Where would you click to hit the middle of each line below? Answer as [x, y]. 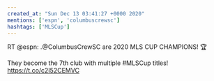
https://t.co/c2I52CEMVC [44, 71]
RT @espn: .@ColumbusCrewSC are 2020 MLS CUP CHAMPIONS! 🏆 [107, 47]
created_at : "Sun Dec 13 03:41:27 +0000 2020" [76, 14]
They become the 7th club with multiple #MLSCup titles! [88, 63]
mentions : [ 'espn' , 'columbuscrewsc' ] [63, 20]
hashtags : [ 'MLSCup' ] [39, 27]
